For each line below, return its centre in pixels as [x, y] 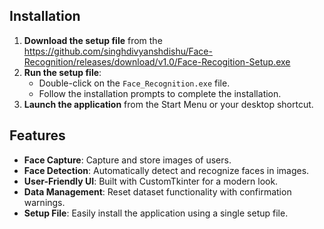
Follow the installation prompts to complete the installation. [160, 93]
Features [37, 135]
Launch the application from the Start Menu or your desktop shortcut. [168, 104]
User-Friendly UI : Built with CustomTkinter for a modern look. [151, 181]
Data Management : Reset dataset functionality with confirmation [157, 191]
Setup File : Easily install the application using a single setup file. [156, 213]
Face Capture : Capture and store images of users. [127, 160]
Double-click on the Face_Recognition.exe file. [134, 83]
